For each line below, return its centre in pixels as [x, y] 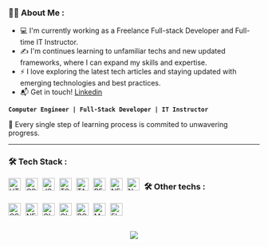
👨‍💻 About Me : [37, 13]
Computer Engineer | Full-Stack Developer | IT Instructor [108, 110]
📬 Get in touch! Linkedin [61, 92]
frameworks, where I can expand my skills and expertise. [113, 62]
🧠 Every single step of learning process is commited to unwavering [118, 125]
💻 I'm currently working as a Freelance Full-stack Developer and [126, 30]
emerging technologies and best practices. [90, 83]
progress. [24, 133]
